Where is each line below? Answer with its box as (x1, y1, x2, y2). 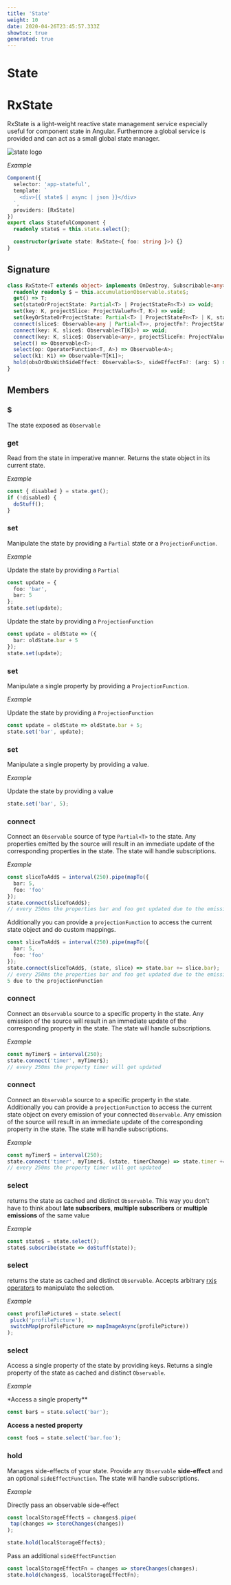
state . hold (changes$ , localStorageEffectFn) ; (7, 1571, 140, 1578)
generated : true (7, 36, 54, 43)
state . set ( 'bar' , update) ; (7, 728, 85, 735)
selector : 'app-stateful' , (13, 181, 91, 188)
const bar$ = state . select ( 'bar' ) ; (7, 1408, 109, 1416)
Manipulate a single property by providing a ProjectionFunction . (7, 681, 190, 690)
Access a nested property (7, 1422, 83, 1430)
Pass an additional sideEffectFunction (7, 1552, 116, 1560)
